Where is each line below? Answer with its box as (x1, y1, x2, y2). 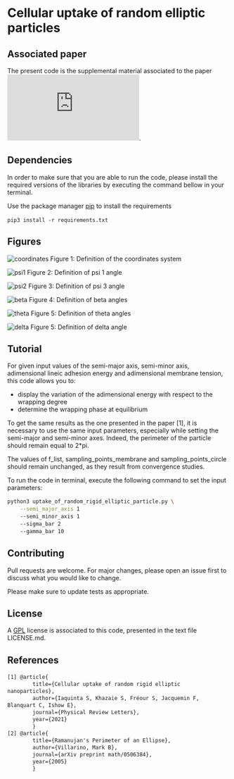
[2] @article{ (7, 730, 49, 737)
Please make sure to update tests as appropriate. (7, 587, 150, 596)
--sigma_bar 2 (20, 521, 61, 528)
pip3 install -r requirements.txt (7, 216, 109, 223)
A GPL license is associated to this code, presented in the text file (7, 626, 197, 635)
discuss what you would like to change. (7, 573, 122, 582)
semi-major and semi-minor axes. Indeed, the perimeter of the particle (7, 434, 212, 442)
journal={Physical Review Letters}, (32, 709, 140, 716)
